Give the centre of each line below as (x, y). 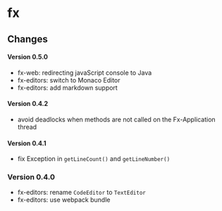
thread (27, 127)
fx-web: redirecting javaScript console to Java (85, 73)
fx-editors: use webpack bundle (64, 200)
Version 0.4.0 (31, 177)
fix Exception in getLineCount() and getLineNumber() (94, 159)
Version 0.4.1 (27, 143)
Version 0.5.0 (27, 57)
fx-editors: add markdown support (67, 88)
